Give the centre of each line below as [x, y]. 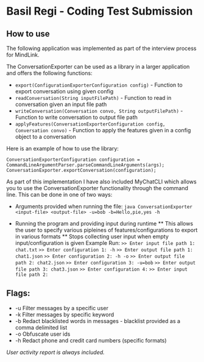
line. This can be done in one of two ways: [59, 194]
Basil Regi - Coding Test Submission [100, 11]
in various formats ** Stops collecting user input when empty [92, 236]
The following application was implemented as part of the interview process [101, 48]
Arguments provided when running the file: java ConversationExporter [104, 206]
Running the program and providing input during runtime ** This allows [104, 223]
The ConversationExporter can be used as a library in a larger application [98, 66]
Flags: [18, 293]
